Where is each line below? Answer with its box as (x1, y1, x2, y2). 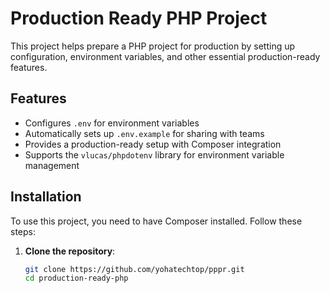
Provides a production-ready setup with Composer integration (24, 138, 282, 150)
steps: (10, 225, 36, 237)
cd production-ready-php (24, 273, 129, 284)
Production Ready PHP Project (10, 7, 268, 30)
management (24, 159, 80, 171)
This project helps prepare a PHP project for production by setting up (10, 40, 296, 52)
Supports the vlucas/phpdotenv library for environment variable (24, 148, 285, 161)
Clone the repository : (24, 245, 116, 257)
